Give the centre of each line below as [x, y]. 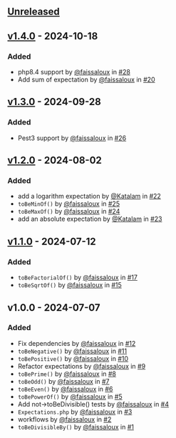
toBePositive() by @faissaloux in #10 [73, 358]
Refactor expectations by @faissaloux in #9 [82, 366]
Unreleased [34, 12]
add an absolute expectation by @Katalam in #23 [90, 219]
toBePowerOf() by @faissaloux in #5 [70, 397]
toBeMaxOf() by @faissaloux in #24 [69, 211]
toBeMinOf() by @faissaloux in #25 [68, 204]
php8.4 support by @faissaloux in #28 [74, 72]
